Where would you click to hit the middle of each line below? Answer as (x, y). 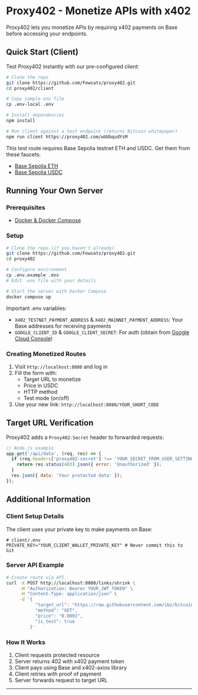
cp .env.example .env (33, 275)
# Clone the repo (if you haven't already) (60, 248)
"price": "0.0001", (59, 616)
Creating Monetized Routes (46, 354)
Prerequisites (26, 207)
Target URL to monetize (52, 379)
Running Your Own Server (55, 191)
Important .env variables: (36, 308)
